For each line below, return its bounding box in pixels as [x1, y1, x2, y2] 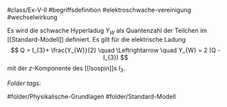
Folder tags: [7, 79, 41, 87]
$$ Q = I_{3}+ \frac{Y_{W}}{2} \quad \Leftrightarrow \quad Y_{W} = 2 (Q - [10, 46, 221, 54]
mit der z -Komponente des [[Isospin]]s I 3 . [7, 64, 126, 74]
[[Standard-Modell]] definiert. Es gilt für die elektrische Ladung [7, 35, 186, 43]
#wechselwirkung [7, 13, 58, 21]
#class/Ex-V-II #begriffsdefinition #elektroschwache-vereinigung [7, 6, 191, 14]
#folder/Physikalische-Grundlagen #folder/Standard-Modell [7, 92, 177, 100]
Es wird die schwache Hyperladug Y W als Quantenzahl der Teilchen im [7, 27, 208, 36]
